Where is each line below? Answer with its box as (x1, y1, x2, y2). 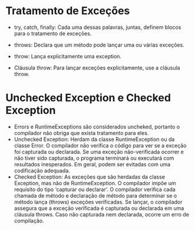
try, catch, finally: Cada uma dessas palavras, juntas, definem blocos (14, 24, 181, 31)
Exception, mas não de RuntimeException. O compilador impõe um (14, 179, 176, 186)
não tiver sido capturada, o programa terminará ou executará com (14, 155, 174, 162)
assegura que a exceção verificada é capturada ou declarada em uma (14, 205, 184, 212)
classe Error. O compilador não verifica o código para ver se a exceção (14, 142, 187, 149)
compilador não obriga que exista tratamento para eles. (14, 129, 149, 136)
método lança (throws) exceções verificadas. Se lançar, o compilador (14, 198, 183, 205)
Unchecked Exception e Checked (5, 91, 171, 104)
